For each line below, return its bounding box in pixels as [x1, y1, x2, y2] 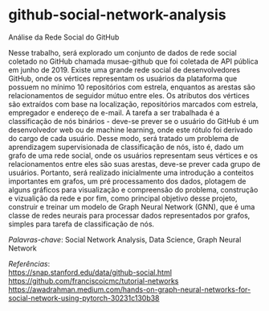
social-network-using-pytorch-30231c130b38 [8, 292, 160, 303]
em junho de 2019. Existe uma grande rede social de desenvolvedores [8, 64, 241, 74]
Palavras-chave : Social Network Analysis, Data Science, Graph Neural [8, 234, 242, 244]
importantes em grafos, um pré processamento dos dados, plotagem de [8, 176, 247, 186]
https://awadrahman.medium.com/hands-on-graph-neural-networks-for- [8, 284, 251, 294]
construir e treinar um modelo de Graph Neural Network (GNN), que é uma [8, 201, 255, 211]
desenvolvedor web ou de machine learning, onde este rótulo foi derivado [8, 125, 253, 135]
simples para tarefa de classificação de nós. [8, 219, 155, 229]
